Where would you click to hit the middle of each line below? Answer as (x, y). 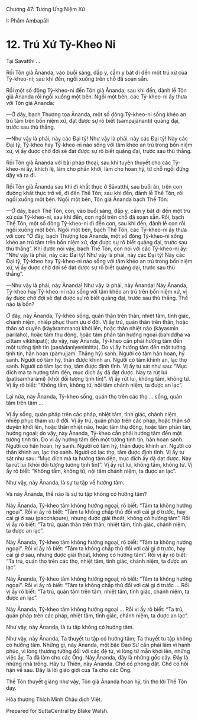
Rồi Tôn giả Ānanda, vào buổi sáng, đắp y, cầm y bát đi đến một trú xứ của (97, 72)
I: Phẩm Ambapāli (27, 20)
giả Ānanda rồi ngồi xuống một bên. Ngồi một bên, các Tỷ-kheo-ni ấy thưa (97, 96)
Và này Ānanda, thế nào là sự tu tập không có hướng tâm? (77, 494)
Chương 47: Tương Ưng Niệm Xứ (46, 9)
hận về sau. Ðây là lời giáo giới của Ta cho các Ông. (69, 670)
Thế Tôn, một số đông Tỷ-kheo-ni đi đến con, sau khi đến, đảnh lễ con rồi (96, 223)
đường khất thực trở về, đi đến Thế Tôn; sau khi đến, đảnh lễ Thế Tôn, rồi (95, 193)
